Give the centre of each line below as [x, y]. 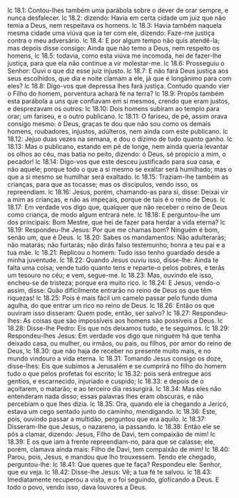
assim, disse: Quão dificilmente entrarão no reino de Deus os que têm [110, 290]
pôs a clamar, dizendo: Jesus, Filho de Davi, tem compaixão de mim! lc [112, 434]
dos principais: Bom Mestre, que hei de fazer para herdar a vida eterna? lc [117, 222]
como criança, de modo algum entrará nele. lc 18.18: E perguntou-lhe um [114, 214]
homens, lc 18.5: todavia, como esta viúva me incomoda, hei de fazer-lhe [115, 56]
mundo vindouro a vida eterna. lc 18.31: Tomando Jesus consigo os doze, [115, 358]
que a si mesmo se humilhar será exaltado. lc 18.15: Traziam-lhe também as [118, 177]
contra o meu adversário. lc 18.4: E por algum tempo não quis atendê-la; [113, 41]
